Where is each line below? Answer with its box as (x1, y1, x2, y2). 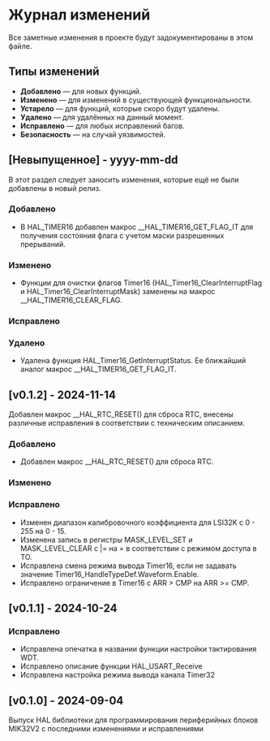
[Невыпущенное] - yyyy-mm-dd (8, 153, 178, 167)
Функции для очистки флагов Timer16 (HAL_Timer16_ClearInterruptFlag (19, 278, 263, 288)
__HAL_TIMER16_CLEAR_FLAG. (19, 295, 123, 305)
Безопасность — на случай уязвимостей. (19, 129, 166, 139)
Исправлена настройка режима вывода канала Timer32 (19, 670, 216, 680)
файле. (8, 41, 32, 50)
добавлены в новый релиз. (8, 183, 101, 193)
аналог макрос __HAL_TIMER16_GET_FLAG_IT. (19, 364, 177, 375)
